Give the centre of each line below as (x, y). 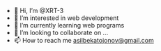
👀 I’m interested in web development (66, 18)
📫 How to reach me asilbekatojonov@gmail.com (84, 40)
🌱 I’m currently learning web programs (69, 25)
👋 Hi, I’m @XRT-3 (39, 11)
